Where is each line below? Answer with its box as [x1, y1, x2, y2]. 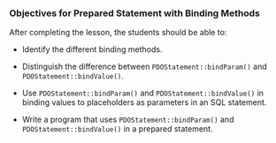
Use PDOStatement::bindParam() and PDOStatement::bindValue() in [21, 87, 264, 99]
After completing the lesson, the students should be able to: [9, 27, 227, 38]
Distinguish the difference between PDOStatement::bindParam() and [21, 61, 267, 72]
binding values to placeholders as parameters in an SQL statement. [21, 97, 267, 108]
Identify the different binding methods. [21, 44, 163, 55]
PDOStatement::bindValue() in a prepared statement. [21, 124, 213, 134]
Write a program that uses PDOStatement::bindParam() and [21, 114, 234, 125]
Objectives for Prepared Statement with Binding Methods [9, 7, 261, 19]
